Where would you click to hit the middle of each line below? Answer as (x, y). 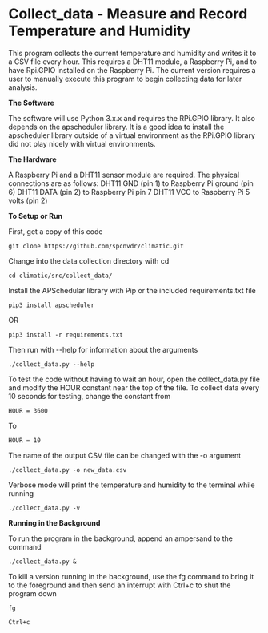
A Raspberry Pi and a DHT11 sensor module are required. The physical (124, 175)
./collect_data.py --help (51, 364)
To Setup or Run (35, 216)
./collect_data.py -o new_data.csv (68, 470)
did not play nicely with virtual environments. (82, 143)
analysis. (23, 87)
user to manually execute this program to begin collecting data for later (125, 79)
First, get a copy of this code (56, 231)
